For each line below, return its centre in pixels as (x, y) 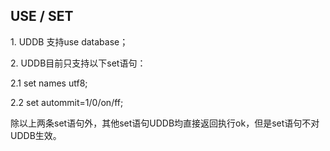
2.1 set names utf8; (49, 83)
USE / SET (42, 16)
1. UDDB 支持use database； (69, 41)
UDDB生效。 (36, 135)
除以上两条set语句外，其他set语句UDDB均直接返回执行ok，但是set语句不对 (165, 123)
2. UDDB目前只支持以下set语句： (78, 63)
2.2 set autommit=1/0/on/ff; (67, 102)
